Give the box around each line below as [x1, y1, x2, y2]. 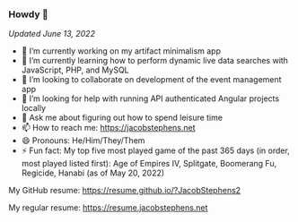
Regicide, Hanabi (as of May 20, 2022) [21, 167, 165, 178]
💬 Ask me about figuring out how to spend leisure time [21, 112, 223, 124]
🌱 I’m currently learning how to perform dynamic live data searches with [21, 55, 289, 66]
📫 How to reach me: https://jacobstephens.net [21, 123, 196, 133]
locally [21, 103, 47, 114]
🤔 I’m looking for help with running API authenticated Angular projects [21, 93, 280, 104]
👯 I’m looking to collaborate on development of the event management [21, 74, 282, 85]
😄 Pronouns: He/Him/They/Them [21, 135, 145, 146]
